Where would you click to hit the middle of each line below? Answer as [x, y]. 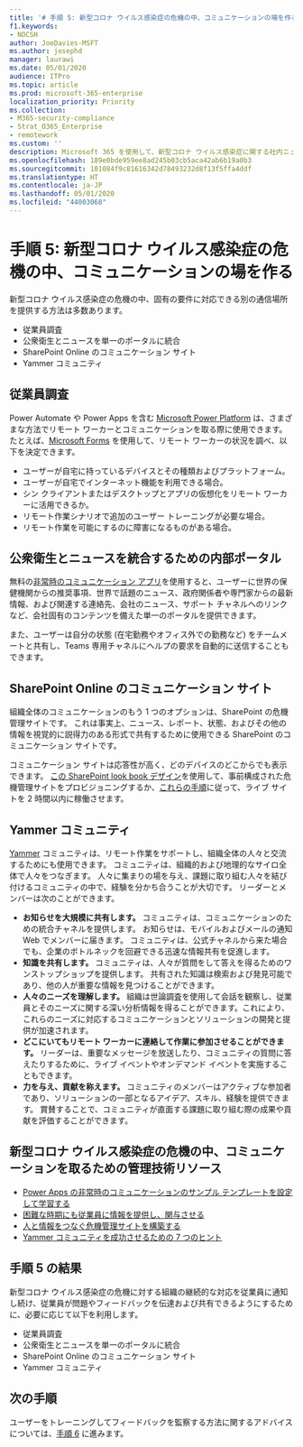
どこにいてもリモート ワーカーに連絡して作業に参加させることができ [149, 1042]
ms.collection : [38, 110]
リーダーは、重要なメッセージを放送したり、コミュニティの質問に [162, 1053]
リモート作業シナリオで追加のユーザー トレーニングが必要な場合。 [146, 516]
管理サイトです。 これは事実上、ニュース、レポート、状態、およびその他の [148, 723]
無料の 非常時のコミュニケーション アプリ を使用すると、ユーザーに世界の [144, 582]
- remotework [34, 135]
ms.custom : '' [36, 143]
